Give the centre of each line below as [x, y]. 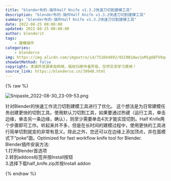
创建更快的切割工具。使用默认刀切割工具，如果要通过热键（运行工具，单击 [88, 113]
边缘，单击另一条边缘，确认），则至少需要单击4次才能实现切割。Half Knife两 [85, 119]
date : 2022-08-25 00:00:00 [34, 24]
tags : [11, 39]
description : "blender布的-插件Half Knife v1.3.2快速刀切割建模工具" [76, 15]
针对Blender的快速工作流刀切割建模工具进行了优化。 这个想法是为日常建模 [83, 106]
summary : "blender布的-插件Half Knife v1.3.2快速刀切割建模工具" [71, 19]
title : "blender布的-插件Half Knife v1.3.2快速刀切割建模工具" [69, 10]
